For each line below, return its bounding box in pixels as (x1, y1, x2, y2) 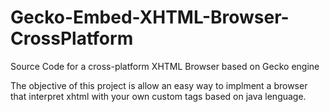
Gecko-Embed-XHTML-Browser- (10, 6, 290, 29)
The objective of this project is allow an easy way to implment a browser (10, 79, 308, 91)
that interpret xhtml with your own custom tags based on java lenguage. (10, 90, 307, 102)
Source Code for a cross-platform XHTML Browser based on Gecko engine (10, 60, 320, 72)
